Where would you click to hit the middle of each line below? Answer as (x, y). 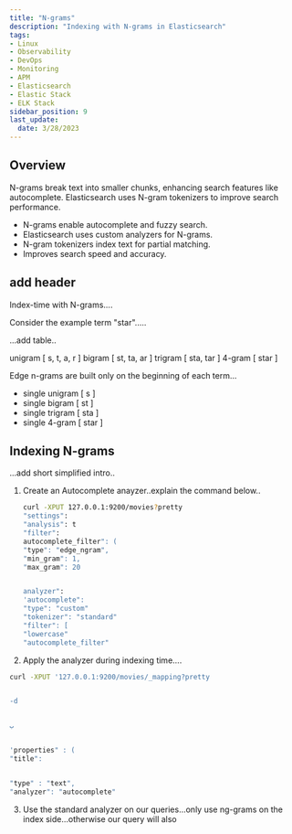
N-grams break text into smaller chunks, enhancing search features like (144, 187)
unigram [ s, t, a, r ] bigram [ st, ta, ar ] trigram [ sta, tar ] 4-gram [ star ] (144, 358)
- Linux (24, 43)
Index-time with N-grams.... (61, 305)
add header (42, 283)
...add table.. (33, 340)
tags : (20, 35)
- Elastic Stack (40, 94)
